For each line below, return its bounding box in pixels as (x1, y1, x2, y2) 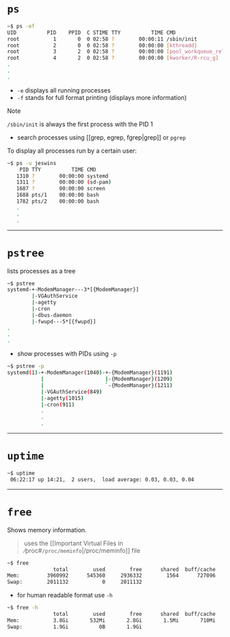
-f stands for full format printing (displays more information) (16, 93, 187, 101)
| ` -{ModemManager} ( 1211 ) (40, 382, 173, 389)
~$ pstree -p (7, 363, 44, 370)
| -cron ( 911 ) (40, 401, 75, 408)
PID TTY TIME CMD (19, 166, 97, 173)
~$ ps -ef (7, 23, 36, 29)
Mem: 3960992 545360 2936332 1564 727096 (7, 572, 216, 579)
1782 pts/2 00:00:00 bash (16, 198, 99, 205)
